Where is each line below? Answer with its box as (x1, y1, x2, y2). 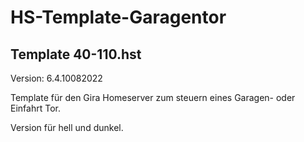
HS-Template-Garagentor (10, 6, 227, 29)
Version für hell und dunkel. (10, 122, 124, 133)
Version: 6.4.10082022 (10, 72, 103, 84)
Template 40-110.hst (10, 46, 142, 63)
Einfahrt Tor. (10, 102, 61, 114)
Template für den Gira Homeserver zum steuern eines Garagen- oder (10, 92, 296, 103)
